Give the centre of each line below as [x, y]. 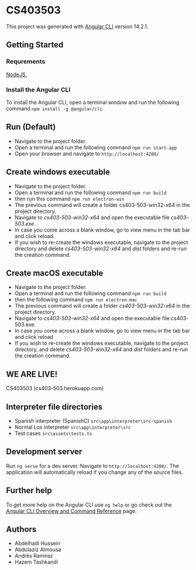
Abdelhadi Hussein [37, 544]
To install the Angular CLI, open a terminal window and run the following [93, 102]
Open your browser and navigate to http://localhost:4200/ [87, 154]
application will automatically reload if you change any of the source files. [94, 472]
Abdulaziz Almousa [38, 549]
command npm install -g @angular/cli [54, 108]
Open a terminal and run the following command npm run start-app [96, 147]
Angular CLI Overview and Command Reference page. [71, 511]
